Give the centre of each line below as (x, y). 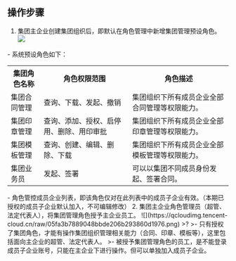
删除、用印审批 (82, 131)
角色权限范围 (84, 78)
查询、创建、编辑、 (75, 144)
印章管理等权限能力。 (168, 131)
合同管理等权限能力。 (168, 108)
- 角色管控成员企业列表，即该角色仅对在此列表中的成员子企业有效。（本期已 (116, 197)
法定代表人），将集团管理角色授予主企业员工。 (73, 215)
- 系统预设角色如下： (38, 54)
